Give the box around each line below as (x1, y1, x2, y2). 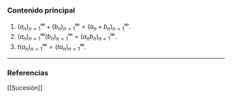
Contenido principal (7, 6, 75, 15)
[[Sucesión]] (7, 84, 43, 92)
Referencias (7, 68, 49, 77)
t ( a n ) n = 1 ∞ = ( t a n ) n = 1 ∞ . (17, 41, 87, 52)
